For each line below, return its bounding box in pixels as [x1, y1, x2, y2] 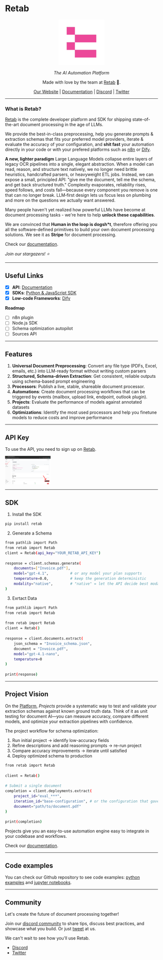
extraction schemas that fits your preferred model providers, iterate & [5, 136, 144, 142]
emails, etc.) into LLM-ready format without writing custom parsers [12, 368, 147, 374]
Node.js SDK [12, 320, 38, 326]
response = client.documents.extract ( [5, 636, 83, 641]
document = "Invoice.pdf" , [14, 646, 68, 651]
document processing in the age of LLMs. [20, 122, 103, 128]
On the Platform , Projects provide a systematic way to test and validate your [5, 703, 157, 709]
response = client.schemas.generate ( [5, 561, 81, 566]
